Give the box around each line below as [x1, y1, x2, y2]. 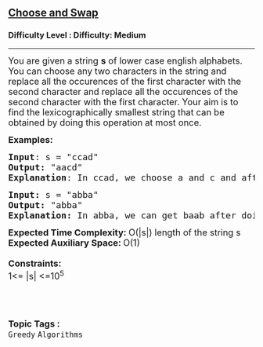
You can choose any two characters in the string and [8, 65, 227, 77]
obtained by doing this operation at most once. [8, 117, 202, 128]
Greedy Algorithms [8, 330, 84, 340]
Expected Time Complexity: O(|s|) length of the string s [8, 227, 241, 238]
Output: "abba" [8, 199, 83, 210]
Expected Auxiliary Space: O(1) [8, 237, 141, 248]
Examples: [8, 133, 53, 145]
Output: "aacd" [8, 161, 83, 173]
